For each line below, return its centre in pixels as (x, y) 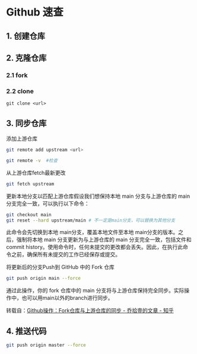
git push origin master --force (46, 345)
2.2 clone (20, 91)
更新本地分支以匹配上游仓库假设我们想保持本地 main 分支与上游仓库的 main (98, 196)
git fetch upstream (30, 184)
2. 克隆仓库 (26, 58)
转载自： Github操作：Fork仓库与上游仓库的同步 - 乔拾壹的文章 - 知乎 (90, 311)
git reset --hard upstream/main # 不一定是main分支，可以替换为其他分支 (91, 220)
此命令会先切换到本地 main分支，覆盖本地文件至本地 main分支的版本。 (92, 232)
